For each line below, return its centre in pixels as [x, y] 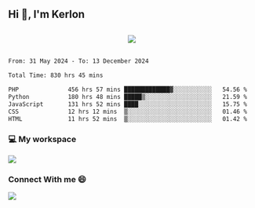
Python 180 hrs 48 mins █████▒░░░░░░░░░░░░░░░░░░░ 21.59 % [127, 97]
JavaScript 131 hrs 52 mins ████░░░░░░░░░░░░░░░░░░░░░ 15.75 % [127, 104]
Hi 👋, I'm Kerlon [46, 15]
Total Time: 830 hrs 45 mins [56, 75]
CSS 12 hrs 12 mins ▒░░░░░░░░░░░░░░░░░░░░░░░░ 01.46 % [127, 111]
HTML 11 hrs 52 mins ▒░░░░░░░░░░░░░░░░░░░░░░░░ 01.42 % [127, 119]
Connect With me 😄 [47, 179]
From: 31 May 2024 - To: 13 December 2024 [78, 61]
